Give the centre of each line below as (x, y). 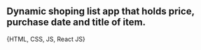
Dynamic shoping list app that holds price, (100, 11)
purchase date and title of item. (76, 23)
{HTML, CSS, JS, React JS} (46, 39)
